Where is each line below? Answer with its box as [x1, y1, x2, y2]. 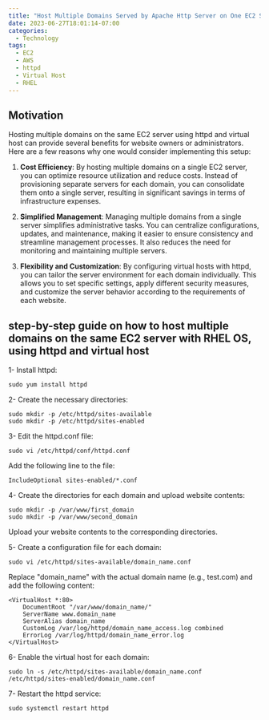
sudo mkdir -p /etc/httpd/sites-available [8, 411, 152, 419]
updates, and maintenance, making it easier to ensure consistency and [19, 229, 254, 239]
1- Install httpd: [8, 366, 58, 375]
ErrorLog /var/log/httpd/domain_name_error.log [22, 631, 184, 640]
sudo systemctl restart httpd [8, 705, 110, 713]
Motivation [8, 108, 64, 122]
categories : [8, 26, 48, 34]
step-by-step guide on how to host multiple [8, 318, 230, 333]
